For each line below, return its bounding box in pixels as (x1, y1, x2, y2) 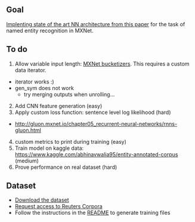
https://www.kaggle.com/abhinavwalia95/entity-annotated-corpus (14, 150, 178, 158)
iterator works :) (14, 78, 55, 85)
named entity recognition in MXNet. (6, 27, 94, 34)
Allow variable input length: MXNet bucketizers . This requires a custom (14, 60, 190, 67)
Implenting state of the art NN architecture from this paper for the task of (6, 20, 185, 27)
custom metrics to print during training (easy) (14, 138, 127, 145)
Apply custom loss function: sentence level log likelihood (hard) (14, 109, 171, 116)
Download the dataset (14, 196, 70, 203)
